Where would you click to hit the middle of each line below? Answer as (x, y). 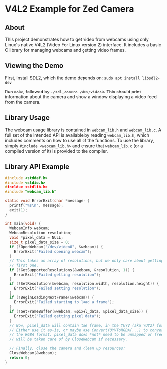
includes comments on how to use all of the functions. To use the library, (80, 140)
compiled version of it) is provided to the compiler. (57, 151)
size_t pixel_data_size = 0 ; (40, 242)
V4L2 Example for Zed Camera (70, 9)
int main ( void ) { (23, 224)
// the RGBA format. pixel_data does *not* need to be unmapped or (81, 335)
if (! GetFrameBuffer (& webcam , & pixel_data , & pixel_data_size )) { (79, 312)
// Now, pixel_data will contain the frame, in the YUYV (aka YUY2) (82, 325)
